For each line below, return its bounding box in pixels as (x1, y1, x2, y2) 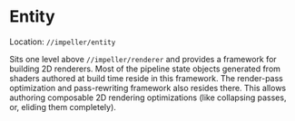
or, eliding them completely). (9, 101, 116, 112)
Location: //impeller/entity (9, 36, 116, 47)
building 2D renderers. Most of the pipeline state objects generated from (9, 63, 281, 74)
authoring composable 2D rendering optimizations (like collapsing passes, (9, 92, 287, 103)
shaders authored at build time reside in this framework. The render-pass (9, 72, 284, 83)
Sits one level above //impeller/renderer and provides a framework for (9, 53, 277, 64)
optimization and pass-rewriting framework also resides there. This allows (9, 82, 287, 93)
